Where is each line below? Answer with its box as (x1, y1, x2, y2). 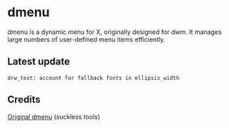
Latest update (7, 56, 70, 68)
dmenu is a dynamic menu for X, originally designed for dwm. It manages (7, 28, 222, 36)
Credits (7, 93, 41, 106)
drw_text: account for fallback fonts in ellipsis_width (7, 74, 180, 81)
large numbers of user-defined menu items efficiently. (7, 35, 166, 43)
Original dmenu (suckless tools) (7, 112, 101, 121)
